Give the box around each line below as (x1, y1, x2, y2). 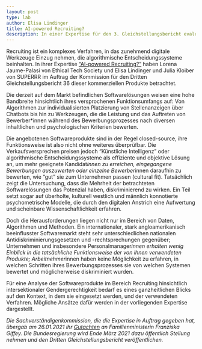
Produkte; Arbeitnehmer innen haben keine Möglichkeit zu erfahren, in (6, 255, 179, 262)
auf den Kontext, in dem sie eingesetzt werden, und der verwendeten (6, 292, 178, 300)
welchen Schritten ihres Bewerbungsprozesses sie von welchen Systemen (6, 262, 191, 269)
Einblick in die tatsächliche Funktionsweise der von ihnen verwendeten (6, 249, 182, 256)
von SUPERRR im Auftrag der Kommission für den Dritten (6, 73, 147, 81)
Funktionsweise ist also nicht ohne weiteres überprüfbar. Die (6, 141, 156, 149)
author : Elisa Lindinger (6, 20, 69, 26)
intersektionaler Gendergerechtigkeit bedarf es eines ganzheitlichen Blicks (6, 286, 191, 294)
